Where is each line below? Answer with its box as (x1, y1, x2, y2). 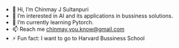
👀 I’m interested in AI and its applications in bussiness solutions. (12, 12, 174, 19)
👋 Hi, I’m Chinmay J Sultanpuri (12, 6, 89, 13)
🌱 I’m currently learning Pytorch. (12, 19, 94, 26)
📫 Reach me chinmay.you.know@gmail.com (12, 26, 125, 33)
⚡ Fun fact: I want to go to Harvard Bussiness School (12, 35, 145, 42)
